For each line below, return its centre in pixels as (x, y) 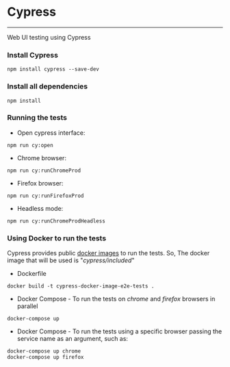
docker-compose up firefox (46, 357)
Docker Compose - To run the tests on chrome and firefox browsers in (116, 299)
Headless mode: (40, 208)
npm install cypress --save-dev (53, 69)
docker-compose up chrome (44, 351)
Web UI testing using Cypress (49, 37)
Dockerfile (31, 274)
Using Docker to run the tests (57, 238)
